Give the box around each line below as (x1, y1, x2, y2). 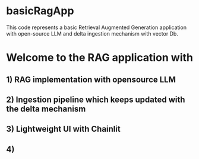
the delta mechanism (6, 104, 86, 114)
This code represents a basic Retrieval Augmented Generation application (6, 24, 187, 31)
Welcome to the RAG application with (6, 51, 194, 65)
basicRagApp (6, 4, 74, 18)
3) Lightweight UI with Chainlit (6, 124, 121, 134)
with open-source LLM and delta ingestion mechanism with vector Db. (6, 30, 178, 37)
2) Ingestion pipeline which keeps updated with (6, 94, 185, 104)
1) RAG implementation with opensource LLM (6, 74, 176, 84)
